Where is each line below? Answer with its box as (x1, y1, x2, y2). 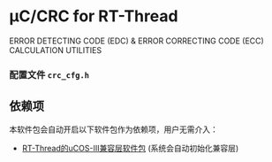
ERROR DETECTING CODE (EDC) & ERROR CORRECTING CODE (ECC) (9, 35, 265, 46)
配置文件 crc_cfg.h (9, 68, 90, 81)
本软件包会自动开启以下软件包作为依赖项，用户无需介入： (9, 124, 218, 135)
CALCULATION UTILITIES (9, 44, 102, 55)
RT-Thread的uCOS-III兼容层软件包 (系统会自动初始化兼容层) (21, 143, 239, 153)
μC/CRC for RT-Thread (9, 6, 178, 27)
